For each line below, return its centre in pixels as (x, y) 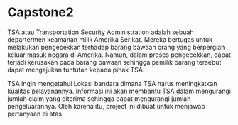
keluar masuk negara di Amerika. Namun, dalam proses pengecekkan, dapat (119, 55)
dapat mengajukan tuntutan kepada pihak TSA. (76, 70)
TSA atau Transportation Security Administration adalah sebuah (101, 32)
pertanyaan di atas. (36, 114)
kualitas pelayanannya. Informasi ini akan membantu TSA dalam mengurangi (119, 91)
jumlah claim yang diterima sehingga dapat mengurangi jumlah (99, 98)
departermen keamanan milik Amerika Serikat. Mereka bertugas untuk (110, 39)
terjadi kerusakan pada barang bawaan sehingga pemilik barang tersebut (114, 62)
